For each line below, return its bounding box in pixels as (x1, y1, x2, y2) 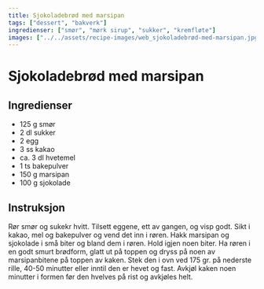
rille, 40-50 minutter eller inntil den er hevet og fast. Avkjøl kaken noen (8, 264, 236, 273)
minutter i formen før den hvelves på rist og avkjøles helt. (8, 272, 193, 282)
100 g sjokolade (19, 178, 71, 187)
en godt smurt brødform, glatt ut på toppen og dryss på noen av (8, 247, 216, 257)
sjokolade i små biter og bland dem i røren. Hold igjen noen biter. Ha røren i (8, 239, 251, 248)
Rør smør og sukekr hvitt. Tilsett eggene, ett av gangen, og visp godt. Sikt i (8, 222, 251, 232)
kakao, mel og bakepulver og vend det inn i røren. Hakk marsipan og (8, 230, 229, 240)
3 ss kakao (19, 145, 55, 154)
